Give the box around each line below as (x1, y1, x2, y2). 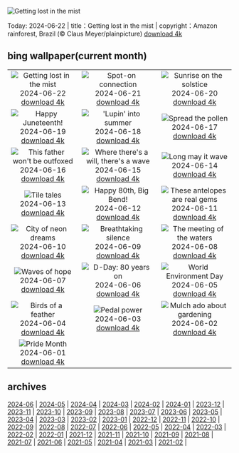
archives (7, 381, 47, 393)
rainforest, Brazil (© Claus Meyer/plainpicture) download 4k (7, 29, 183, 38)
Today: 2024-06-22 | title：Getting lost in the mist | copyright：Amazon (7, 21, 218, 30)
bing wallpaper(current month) (7, 50, 147, 62)
